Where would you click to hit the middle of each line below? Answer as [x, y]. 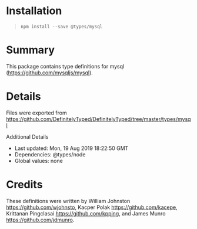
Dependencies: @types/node [50, 154]
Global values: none [39, 161]
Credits [24, 185]
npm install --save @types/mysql [61, 27]
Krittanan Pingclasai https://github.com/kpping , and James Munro [86, 213]
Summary [30, 50]
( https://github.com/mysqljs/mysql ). [49, 73]
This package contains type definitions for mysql [65, 66]
